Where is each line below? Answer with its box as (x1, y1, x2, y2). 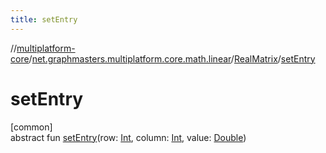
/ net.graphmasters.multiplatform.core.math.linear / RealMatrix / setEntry (28, 52, 316, 65)
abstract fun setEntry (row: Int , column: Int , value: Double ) (10, 131, 247, 143)
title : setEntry (10, 14, 78, 25)
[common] (10, 121, 53, 133)
